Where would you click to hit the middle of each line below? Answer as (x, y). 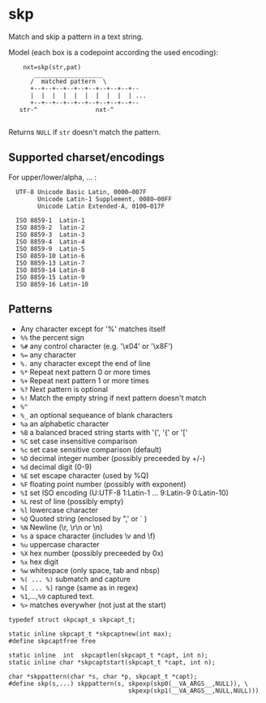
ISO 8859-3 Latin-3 (50, 235)
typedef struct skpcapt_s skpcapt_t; (72, 619)
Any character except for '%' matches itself (93, 329)
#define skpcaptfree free (52, 641)
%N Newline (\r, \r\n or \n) (61, 527)
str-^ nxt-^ (66, 110)
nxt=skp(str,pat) (52, 67)
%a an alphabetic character (64, 424)
